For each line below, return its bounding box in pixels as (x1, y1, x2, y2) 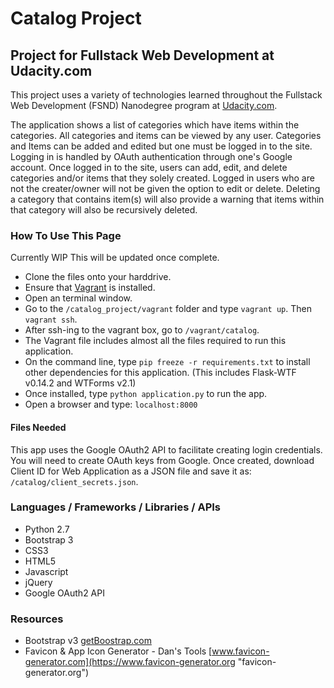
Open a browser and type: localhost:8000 (24, 398, 198, 411)
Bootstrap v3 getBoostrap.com (24, 635, 152, 647)
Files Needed (10, 421, 67, 433)
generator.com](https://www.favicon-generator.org (24, 656, 236, 668)
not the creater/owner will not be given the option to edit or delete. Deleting (10, 183, 321, 194)
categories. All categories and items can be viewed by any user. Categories (10, 130, 322, 141)
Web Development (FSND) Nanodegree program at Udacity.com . (10, 100, 278, 111)
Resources (10, 612, 64, 626)
